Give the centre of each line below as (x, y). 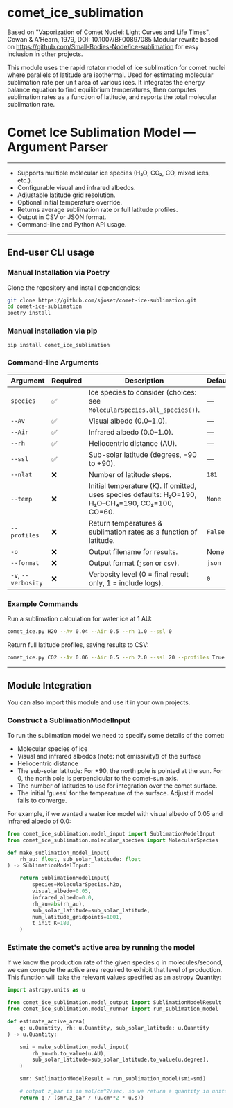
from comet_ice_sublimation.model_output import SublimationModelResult (114, 1003)
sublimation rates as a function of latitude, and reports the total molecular (112, 97)
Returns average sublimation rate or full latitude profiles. (97, 209)
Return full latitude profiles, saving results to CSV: (78, 644)
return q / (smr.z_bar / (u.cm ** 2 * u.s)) (82, 1098)
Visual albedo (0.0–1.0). (128, 421)
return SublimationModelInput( (65, 878)
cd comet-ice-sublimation (44, 306)
